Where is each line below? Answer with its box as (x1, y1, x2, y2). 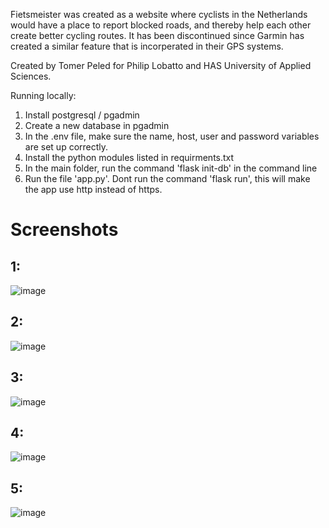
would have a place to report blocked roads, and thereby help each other (10, 19, 312, 31)
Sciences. (10, 70, 52, 82)
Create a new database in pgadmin (24, 120, 170, 131)
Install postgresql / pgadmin (24, 109, 140, 121)
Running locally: (10, 90, 77, 101)
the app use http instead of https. (24, 184, 163, 195)
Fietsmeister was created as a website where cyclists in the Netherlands (10, 9, 308, 20)
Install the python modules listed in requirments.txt (24, 152, 235, 163)
